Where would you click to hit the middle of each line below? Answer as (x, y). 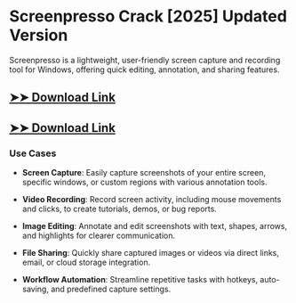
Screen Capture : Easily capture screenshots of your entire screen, (144, 173)
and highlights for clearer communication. (99, 236)
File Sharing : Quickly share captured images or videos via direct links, (151, 253)
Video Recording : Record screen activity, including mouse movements (152, 200)
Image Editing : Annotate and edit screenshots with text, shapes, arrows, (154, 226)
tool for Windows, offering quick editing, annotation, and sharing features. (144, 70)
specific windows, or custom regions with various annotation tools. (144, 182)
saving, (35, 289)
